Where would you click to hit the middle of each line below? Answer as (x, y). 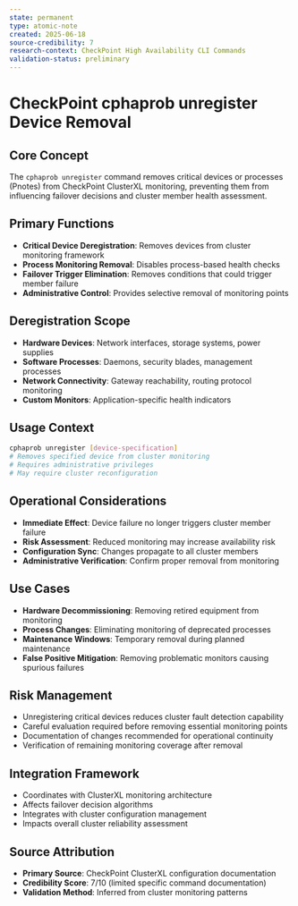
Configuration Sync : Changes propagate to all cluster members (140, 551)
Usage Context (52, 428)
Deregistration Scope (70, 322)
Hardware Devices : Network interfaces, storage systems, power (141, 343)
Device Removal (70, 123)
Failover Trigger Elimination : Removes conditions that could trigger (147, 274)
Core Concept (49, 155)
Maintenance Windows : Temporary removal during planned (133, 639)
